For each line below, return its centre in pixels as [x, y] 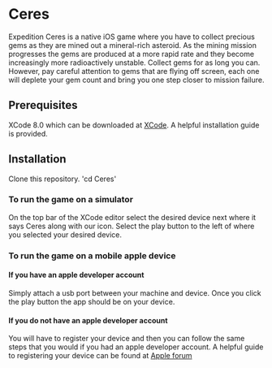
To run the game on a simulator [71, 200]
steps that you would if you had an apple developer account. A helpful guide [136, 347]
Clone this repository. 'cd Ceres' [63, 179]
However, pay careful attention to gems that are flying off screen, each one [134, 71]
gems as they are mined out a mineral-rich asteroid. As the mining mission [133, 45]
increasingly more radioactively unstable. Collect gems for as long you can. [134, 63]
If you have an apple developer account [76, 275]
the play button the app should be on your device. [92, 301]
